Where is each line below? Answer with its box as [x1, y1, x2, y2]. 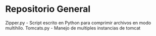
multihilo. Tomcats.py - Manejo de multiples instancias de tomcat [5, 25, 141, 31]
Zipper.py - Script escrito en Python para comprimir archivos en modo [5, 20, 151, 26]
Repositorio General [5, 3, 91, 15]
